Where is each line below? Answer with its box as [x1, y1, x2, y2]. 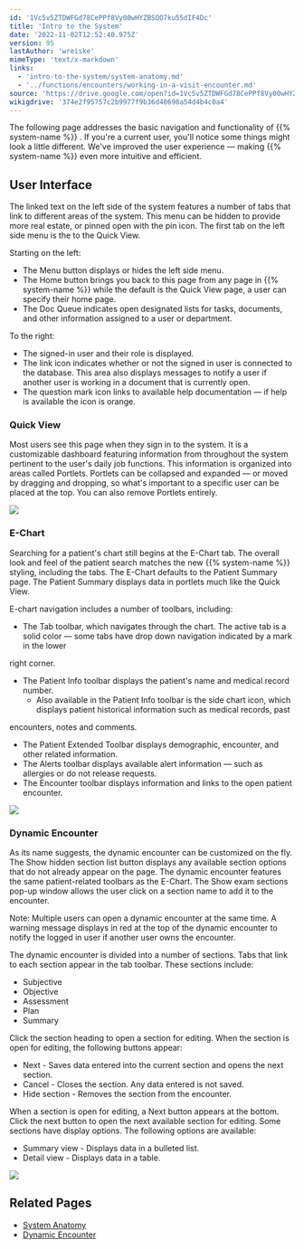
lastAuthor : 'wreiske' [9, 47, 95, 56]
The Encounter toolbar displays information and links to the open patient [22, 777, 292, 788]
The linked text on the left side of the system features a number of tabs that [9, 201, 291, 213]
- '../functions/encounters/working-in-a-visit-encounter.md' [17, 80, 257, 90]
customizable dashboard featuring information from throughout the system [9, 449, 289, 459]
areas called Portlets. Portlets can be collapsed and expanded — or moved [9, 468, 289, 479]
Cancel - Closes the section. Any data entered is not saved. [22, 1079, 244, 1090]
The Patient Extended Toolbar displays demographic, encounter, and [22, 739, 279, 750]
